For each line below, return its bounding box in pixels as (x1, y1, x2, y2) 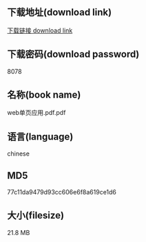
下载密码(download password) (7, 48, 140, 60)
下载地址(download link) (7, 6, 112, 19)
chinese (7, 149, 30, 158)
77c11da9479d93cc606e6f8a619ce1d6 (7, 188, 117, 196)
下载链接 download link (7, 26, 73, 35)
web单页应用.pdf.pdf (7, 109, 66, 117)
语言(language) (7, 131, 74, 142)
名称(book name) (7, 89, 81, 101)
